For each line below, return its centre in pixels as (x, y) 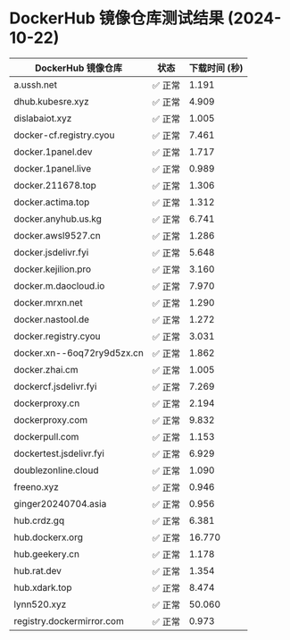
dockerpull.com (46, 436)
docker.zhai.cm (46, 369)
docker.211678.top (55, 185)
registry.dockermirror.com (69, 620)
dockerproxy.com (51, 419)
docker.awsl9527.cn (57, 235)
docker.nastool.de (52, 319)
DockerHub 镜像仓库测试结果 (117, 18)
